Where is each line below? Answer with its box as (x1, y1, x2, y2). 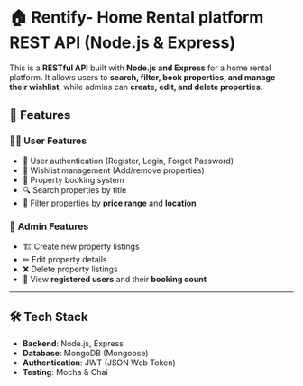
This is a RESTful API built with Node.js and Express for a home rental (9, 62, 271, 73)
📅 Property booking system (22, 174, 124, 185)
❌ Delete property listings (22, 263, 119, 274)
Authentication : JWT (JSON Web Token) (22, 357, 176, 368)
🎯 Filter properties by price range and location (22, 198, 197, 208)
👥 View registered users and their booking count (22, 273, 207, 284)
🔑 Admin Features (9, 220, 89, 233)
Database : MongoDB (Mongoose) (22, 347, 149, 358)
